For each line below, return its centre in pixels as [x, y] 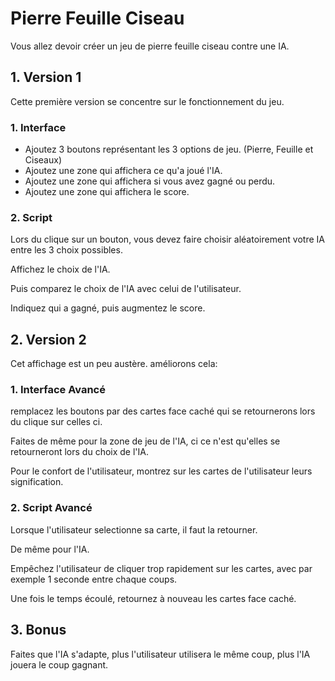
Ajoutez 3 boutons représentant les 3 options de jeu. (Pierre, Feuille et [169, 149]
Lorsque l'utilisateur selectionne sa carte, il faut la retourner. [134, 529]
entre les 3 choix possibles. [66, 250]
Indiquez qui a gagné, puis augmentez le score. [108, 308]
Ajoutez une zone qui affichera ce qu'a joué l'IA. [123, 171]
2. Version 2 [48, 339]
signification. [37, 482]
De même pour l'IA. [50, 549]
